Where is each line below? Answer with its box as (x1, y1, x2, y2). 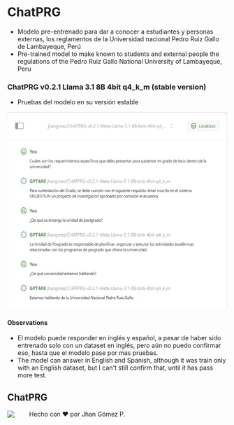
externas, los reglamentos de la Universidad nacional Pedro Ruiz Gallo (17, 34, 220, 43)
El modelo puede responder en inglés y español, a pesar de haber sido (17, 334, 221, 342)
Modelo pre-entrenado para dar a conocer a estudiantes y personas (17, 27, 214, 36)
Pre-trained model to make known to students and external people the (17, 50, 220, 58)
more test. (17, 371, 47, 379)
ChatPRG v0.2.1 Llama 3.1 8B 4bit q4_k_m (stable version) (7, 82, 207, 92)
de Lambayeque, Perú (17, 42, 82, 50)
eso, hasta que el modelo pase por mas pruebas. (17, 349, 159, 357)
